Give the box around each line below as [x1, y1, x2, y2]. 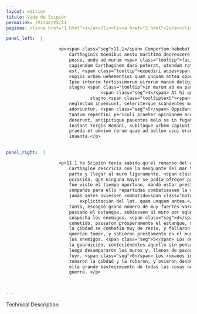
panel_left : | [6, 36, 43, 42]
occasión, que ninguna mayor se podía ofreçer [69, 177, 185, 183]
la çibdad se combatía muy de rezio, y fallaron [69, 225, 191, 232]
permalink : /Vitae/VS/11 [6, 19, 67, 25]
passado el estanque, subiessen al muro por [69, 209, 180, 215]
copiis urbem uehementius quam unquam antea [69, 73, 180, 79]
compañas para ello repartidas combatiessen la [69, 187, 188, 194]
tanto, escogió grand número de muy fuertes [69, 204, 180, 210]
